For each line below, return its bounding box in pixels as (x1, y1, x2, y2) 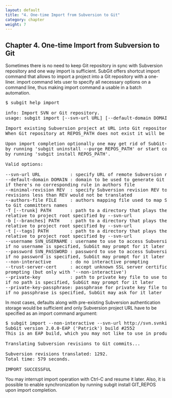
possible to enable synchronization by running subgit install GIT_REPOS (5, 382, 156, 388)
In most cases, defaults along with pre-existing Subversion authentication (5, 299, 160, 306)
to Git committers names (5, 202, 68, 209)
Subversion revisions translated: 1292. (5, 351, 109, 357)
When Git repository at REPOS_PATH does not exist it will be (5, 130, 165, 137)
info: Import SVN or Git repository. (5, 110, 100, 116)
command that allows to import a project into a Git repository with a (5, 73, 147, 80)
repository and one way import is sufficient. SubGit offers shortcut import (5, 68, 160, 74)
